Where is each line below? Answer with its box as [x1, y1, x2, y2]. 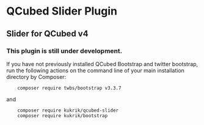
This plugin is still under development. [6, 47, 123, 55]
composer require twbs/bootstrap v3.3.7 [17, 85, 122, 91]
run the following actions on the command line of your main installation [6, 67, 185, 74]
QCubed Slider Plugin [6, 4, 118, 18]
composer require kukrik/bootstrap [17, 112, 108, 119]
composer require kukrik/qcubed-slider [17, 107, 119, 113]
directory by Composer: [6, 73, 67, 80]
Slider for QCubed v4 [6, 29, 89, 39]
